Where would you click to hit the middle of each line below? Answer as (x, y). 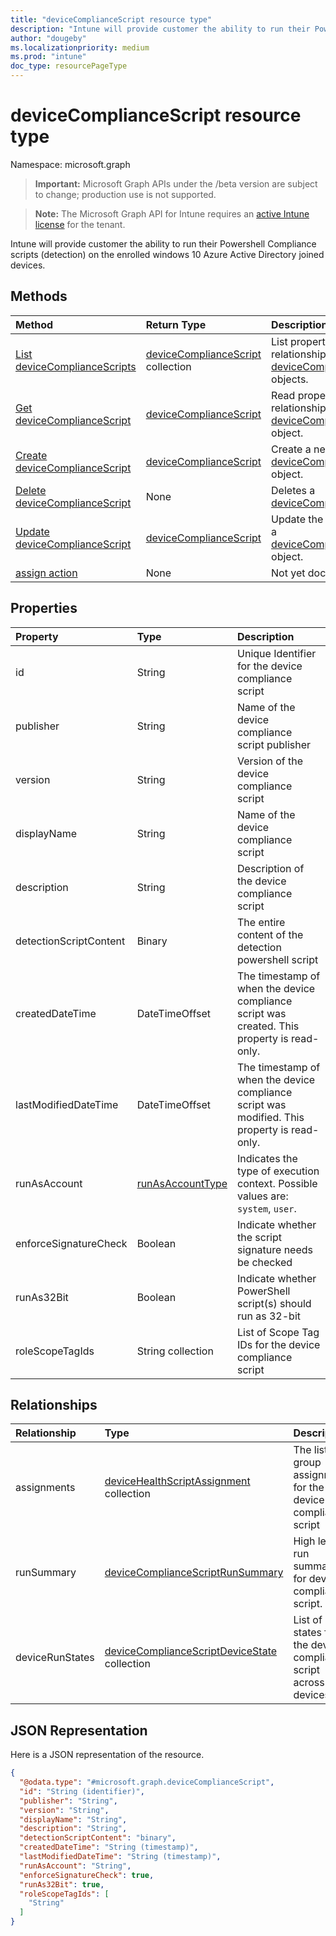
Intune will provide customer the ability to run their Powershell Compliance (163, 243)
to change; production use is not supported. (125, 194)
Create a (291, 449)
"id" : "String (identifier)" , (82, 1791)
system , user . (267, 1208)
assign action (46, 573)
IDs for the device (279, 1344)
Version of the (270, 761)
